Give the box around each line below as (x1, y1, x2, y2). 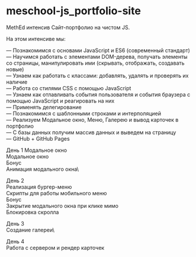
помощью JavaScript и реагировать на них (6, 97, 115, 104)
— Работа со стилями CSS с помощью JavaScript (6, 84, 131, 91)
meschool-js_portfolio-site (6, 4, 141, 18)
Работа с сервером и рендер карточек (6, 244, 105, 251)
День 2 (6, 177, 25, 184)
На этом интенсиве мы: (6, 35, 66, 42)
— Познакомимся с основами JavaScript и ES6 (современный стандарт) (6, 46, 191, 54)
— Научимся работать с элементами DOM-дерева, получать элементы (6, 53, 188, 60)
